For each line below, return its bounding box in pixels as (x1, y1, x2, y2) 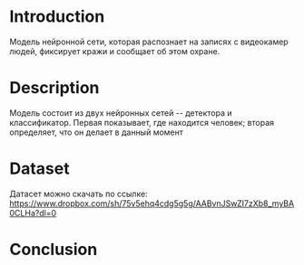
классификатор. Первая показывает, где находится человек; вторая (9, 117, 275, 128)
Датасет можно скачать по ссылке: (9, 188, 148, 199)
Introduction (9, 6, 105, 27)
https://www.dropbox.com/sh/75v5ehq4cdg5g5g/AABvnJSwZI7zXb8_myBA (9, 197, 295, 209)
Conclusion (9, 240, 98, 260)
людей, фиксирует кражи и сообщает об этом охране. (9, 45, 221, 56)
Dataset (9, 158, 70, 179)
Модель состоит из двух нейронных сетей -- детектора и (9, 107, 232, 118)
